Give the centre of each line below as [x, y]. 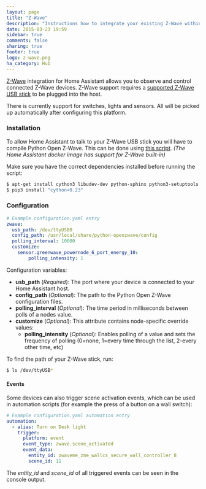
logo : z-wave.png [29, 58]
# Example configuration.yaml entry [53, 218]
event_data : [38, 450]
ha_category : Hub [29, 63]
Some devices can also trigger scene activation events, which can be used [101, 398]
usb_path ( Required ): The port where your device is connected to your [105, 282]
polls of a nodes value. [44, 314]
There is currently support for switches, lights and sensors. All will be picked [103, 106]
